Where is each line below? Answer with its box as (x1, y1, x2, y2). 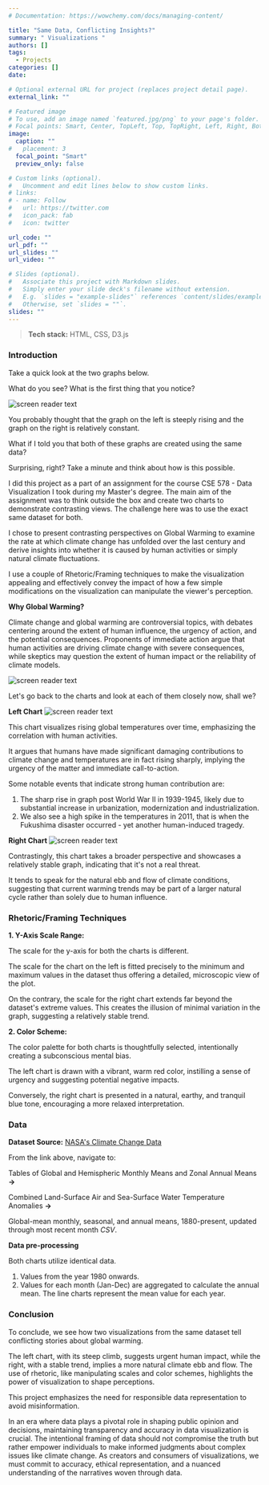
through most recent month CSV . (8, 1225, 118, 1235)
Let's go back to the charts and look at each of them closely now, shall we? (8, 691, 256, 701)
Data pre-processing (8, 1241, 79, 1251)
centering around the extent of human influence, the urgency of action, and (8, 625, 258, 635)
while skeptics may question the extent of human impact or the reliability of (8, 651, 256, 661)
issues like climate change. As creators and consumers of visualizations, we (8, 1450, 259, 1460)
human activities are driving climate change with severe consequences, (8, 643, 245, 653)
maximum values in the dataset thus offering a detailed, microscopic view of (8, 970, 260, 979)
